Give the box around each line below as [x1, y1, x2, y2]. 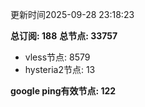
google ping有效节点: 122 [10, 85, 117, 97]
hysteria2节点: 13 [24, 64, 96, 75]
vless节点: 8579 [24, 51, 91, 63]
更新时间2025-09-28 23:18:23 [10, 9, 135, 20]
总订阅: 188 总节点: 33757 [10, 30, 118, 42]
